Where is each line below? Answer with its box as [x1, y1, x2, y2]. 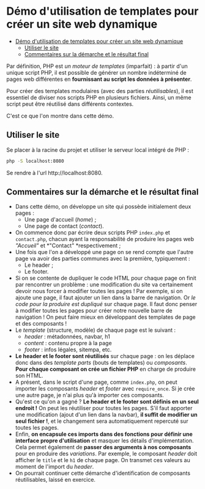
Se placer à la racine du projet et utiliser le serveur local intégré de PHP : [6, 146, 190, 154]
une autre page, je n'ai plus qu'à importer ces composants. [15, 392, 164, 399]
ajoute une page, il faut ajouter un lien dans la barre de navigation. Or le [15, 294, 196, 301]
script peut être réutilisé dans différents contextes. [6, 100, 134, 108]
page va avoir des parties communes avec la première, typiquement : [15, 255, 190, 263]
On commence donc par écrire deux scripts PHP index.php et [15, 229, 170, 236]
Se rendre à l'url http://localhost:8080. [6, 169, 103, 176]
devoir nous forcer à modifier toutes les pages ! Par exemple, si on [15, 288, 183, 295]
